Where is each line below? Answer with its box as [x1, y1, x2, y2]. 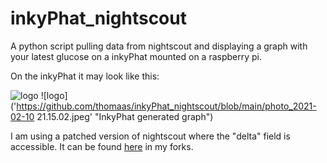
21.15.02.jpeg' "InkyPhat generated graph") [36, 110, 214, 122]
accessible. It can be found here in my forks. [10, 140, 194, 152]
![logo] [40, 89, 68, 101]
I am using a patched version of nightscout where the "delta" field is [10, 130, 291, 142]
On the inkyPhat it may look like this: [10, 70, 160, 82]
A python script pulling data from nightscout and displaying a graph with [10, 40, 308, 52]
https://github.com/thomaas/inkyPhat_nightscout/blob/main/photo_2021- [16, 100, 317, 112]
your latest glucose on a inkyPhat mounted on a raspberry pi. [10, 50, 262, 62]
